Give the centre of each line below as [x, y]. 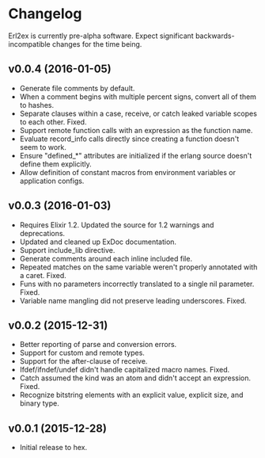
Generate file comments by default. [77, 88]
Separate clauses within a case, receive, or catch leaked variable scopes [138, 113]
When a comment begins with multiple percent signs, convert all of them [138, 97]
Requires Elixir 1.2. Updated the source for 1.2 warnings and [117, 225]
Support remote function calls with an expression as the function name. [136, 130]
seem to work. [43, 147]
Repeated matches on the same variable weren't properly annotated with [138, 267]
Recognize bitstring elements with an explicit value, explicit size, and [131, 395]
